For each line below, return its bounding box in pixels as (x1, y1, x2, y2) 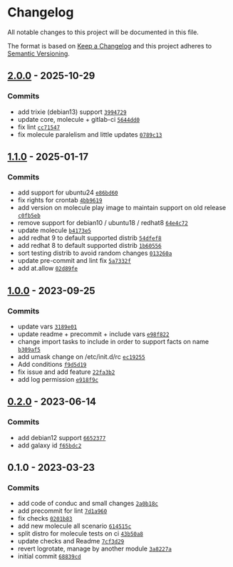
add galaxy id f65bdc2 (17, 441, 82, 449)
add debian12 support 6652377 (17, 433, 106, 442)
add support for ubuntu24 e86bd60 (17, 188, 119, 197)
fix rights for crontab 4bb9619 (17, 196, 103, 204)
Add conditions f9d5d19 (17, 360, 87, 368)
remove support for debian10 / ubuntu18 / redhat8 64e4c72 (17, 219, 189, 227)
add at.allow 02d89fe (17, 264, 78, 273)
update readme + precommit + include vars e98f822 (17, 330, 170, 338)
